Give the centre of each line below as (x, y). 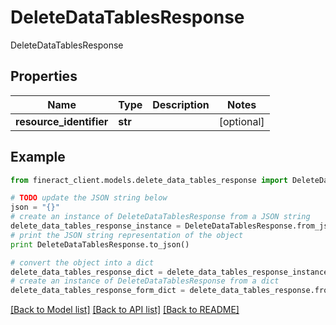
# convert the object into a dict (82, 262)
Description (181, 104)
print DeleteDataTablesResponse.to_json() (100, 244)
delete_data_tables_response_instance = (96, 226)
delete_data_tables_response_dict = (86, 272)
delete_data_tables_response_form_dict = (98, 291)
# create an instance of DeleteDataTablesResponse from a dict (145, 281)
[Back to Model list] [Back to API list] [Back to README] (125, 310)
